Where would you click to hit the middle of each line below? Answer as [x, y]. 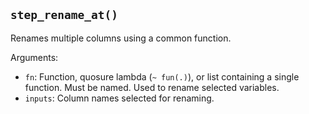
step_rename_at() [64, 15]
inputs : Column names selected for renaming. [119, 98]
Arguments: [34, 57]
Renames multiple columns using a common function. [121, 38]
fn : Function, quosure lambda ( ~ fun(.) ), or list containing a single [162, 76]
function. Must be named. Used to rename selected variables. [152, 87]
